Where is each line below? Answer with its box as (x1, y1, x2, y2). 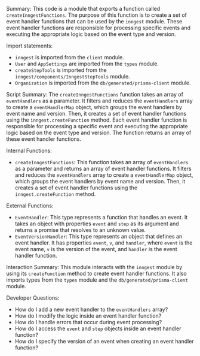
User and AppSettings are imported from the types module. (14, 60, 159, 67)
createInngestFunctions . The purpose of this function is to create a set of (6, 11, 187, 19)
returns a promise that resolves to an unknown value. (14, 227, 146, 233)
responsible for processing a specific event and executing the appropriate (6, 123, 188, 129)
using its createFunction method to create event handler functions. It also (6, 270, 187, 277)
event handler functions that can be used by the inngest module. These (6, 18, 183, 25)
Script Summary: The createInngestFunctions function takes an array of (6, 91, 184, 98)
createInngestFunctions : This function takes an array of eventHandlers (14, 159, 189, 165)
